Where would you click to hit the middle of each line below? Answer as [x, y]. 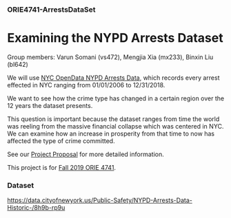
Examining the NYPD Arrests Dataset [115, 38]
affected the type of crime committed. [61, 141]
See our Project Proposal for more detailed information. [86, 154]
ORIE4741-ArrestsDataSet [51, 10]
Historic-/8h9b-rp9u [36, 208]
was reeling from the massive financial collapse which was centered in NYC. [115, 126]
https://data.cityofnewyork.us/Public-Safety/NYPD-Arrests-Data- [100, 200]
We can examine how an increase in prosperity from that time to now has [111, 133]
